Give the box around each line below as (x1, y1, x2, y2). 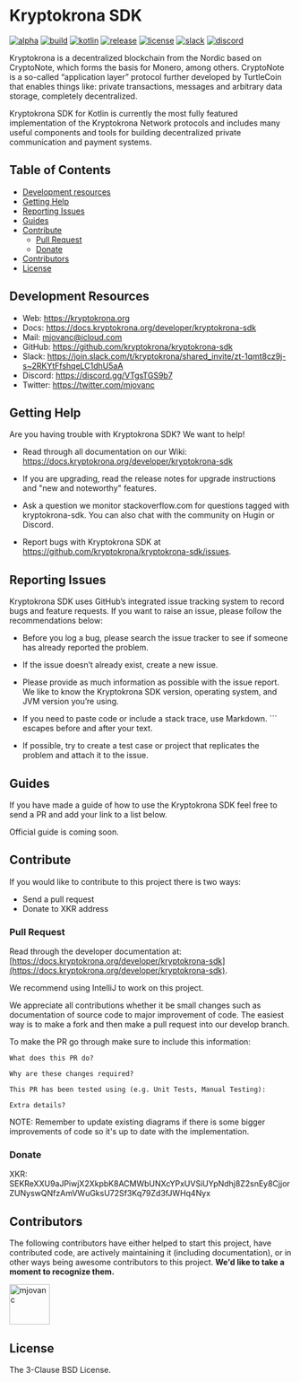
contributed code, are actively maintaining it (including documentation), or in (9, 1247, 292, 1258)
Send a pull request (21, 894, 95, 905)
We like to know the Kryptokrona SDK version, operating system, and (21, 687, 278, 697)
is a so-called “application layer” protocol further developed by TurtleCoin (9, 71, 282, 82)
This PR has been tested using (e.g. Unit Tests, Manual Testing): (9, 1085, 267, 1095)
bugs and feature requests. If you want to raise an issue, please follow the (9, 606, 282, 617)
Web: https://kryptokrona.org (21, 312, 130, 323)
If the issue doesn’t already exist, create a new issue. (21, 660, 219, 670)
